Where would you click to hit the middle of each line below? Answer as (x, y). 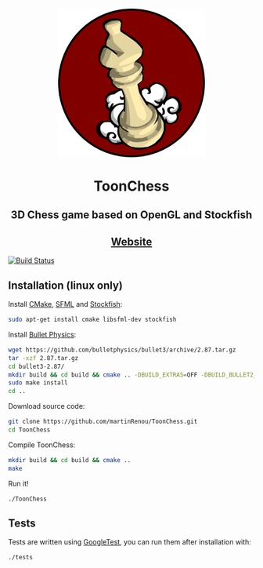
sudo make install (38, 383)
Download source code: (47, 406)
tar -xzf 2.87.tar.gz (43, 358)
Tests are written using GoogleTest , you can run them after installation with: (130, 542)
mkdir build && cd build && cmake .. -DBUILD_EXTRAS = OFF (103, 375)
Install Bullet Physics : (42, 334)
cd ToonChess (29, 430)
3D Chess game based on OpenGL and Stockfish (131, 215)
